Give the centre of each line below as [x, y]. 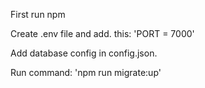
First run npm [38, 14]
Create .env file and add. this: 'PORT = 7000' [102, 33]
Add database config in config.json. [84, 53]
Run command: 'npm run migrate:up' [86, 72]
